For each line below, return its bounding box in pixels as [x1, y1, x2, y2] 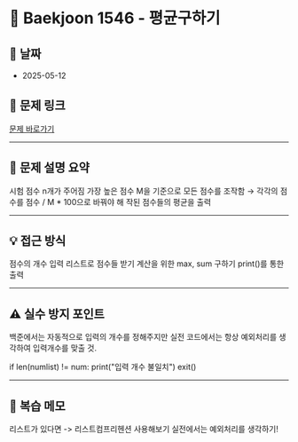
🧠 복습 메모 [9, 399, 67, 414]
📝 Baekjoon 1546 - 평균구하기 [9, 8, 221, 28]
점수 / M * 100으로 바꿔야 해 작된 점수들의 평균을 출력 [25, 196, 211, 207]
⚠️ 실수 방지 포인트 [9, 306, 105, 321]
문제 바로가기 [9, 123, 55, 134]
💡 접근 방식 [9, 233, 67, 249]
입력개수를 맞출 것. [32, 343, 98, 353]
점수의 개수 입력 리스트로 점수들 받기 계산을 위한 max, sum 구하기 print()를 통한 [9, 258, 285, 269]
